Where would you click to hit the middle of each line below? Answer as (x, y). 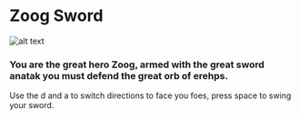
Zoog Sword (56, 16)
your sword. (32, 105)
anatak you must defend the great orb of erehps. (119, 75)
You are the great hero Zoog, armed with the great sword (137, 64)
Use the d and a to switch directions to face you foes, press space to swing (150, 95)
